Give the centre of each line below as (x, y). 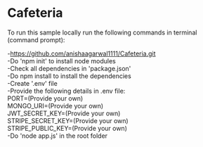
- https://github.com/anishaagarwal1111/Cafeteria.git (81, 53)
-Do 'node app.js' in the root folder (57, 136)
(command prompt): (36, 39)
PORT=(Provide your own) (45, 98)
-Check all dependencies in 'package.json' (69, 68)
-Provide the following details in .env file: (66, 91)
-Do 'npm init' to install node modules (61, 60)
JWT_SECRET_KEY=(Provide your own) (64, 113)
